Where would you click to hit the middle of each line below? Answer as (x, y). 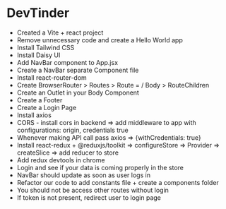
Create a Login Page (47, 107)
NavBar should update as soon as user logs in (84, 175)
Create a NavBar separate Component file (78, 70)
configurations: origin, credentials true (72, 130)
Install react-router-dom (52, 77)
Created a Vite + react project (60, 32)
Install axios (34, 115)
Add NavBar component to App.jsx (67, 62)
